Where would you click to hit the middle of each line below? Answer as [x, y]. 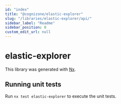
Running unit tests [33, 84]
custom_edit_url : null [28, 32]
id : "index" [17, 9]
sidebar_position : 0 [26, 28]
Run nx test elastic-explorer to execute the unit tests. [61, 96]
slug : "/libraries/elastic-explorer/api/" [48, 18]
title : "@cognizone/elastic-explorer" [44, 14]
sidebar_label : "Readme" [30, 23]
